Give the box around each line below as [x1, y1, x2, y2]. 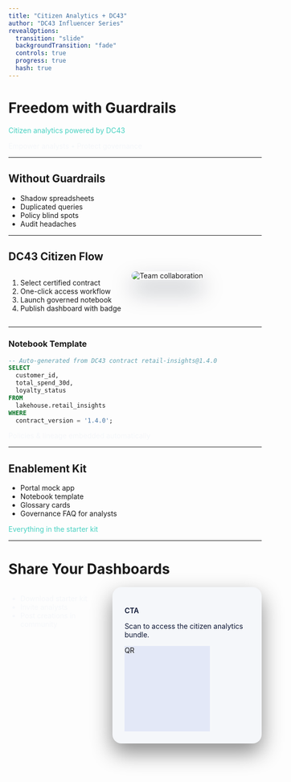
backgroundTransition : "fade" [15, 42, 117, 50]
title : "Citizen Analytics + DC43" [8, 11, 128, 20]
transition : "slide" [15, 34, 84, 43]
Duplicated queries [19, 202, 84, 212]
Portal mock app [19, 484, 75, 493]
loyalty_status [15, 387, 67, 395]
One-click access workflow [19, 286, 111, 296]
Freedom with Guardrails [8, 98, 177, 117]
